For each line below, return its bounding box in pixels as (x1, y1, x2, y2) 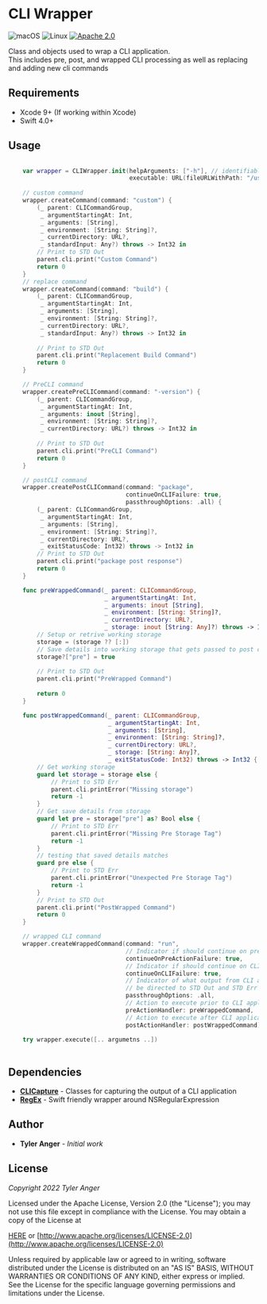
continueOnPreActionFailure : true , (126, 955, 244, 963)
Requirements (8, 87, 79, 100)
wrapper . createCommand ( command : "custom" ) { (22, 196, 172, 205)
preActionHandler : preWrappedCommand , (126, 1006, 254, 1014)
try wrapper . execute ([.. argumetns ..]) (22, 1036, 158, 1044)
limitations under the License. (8, 1288, 105, 1298)
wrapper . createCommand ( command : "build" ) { (22, 285, 169, 293)
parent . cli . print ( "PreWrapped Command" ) (37, 675, 172, 683)
